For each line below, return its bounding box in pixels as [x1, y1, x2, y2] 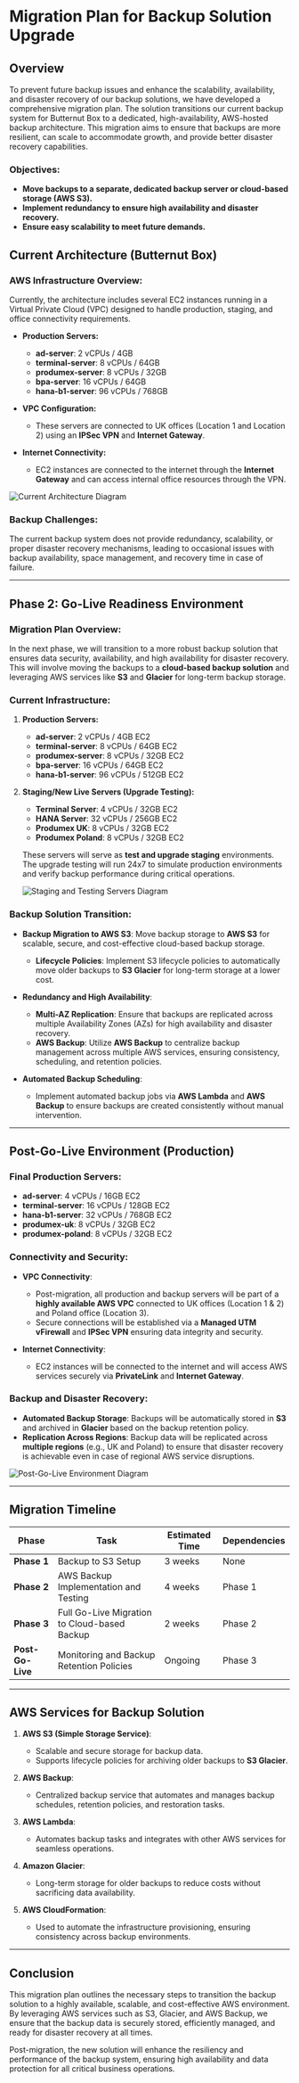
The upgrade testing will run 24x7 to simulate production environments [21, 859, 283, 870]
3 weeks [164, 1554, 200, 1567]
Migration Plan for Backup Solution [9, 6, 272, 27]
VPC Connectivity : [21, 1271, 93, 1281]
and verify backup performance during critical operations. [21, 869, 236, 879]
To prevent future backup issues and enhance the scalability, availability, [9, 85, 276, 95]
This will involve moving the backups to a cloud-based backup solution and [9, 662, 289, 672]
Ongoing [164, 1654, 200, 1667]
